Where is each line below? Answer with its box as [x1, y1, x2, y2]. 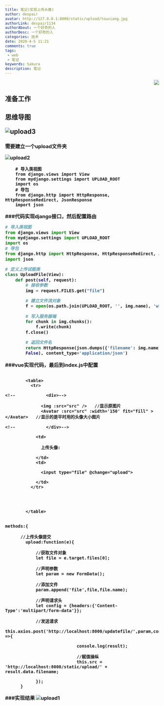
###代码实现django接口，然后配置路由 [5, 213, 97, 220]
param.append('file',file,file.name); [36, 587, 128, 592]
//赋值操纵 [76, 654, 99, 660]
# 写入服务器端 [25, 314, 57, 319]
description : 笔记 [5, 67, 41, 71]
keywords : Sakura [5, 62, 41, 67]
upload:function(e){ [25, 539, 75, 545]
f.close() [25, 329, 49, 335]
